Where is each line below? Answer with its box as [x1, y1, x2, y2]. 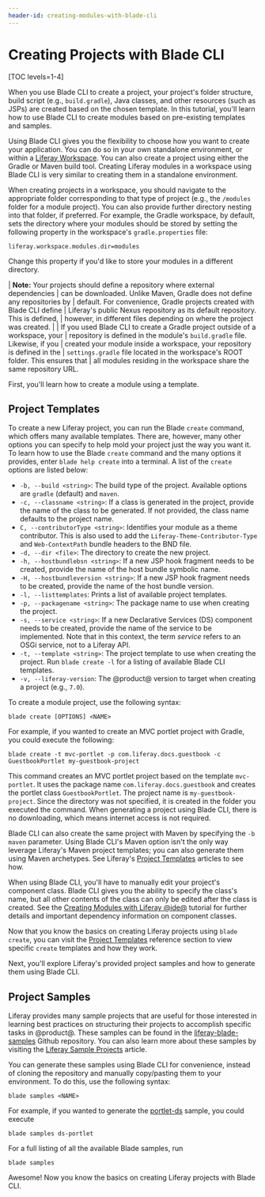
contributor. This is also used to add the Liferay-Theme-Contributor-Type [19, 531, 258, 540]
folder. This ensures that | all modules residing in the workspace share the [8, 355, 249, 365]
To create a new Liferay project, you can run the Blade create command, [8, 423, 245, 433]
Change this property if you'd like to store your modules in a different [8, 256, 233, 266]
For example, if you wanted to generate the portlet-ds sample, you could [8, 1106, 244, 1116]
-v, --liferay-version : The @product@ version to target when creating [19, 674, 256, 684]
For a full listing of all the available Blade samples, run [8, 1144, 184, 1153]
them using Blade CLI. [8, 967, 81, 977]
